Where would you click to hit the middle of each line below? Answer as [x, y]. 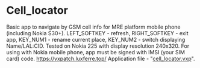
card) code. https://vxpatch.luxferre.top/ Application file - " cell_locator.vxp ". [101, 58]
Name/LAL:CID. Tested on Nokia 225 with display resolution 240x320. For [98, 46]
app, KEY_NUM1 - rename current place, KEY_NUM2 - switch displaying [96, 39]
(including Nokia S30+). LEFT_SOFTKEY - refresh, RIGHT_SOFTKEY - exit [97, 33]
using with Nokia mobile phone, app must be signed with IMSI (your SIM [96, 52]
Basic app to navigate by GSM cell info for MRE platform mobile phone [93, 27]
